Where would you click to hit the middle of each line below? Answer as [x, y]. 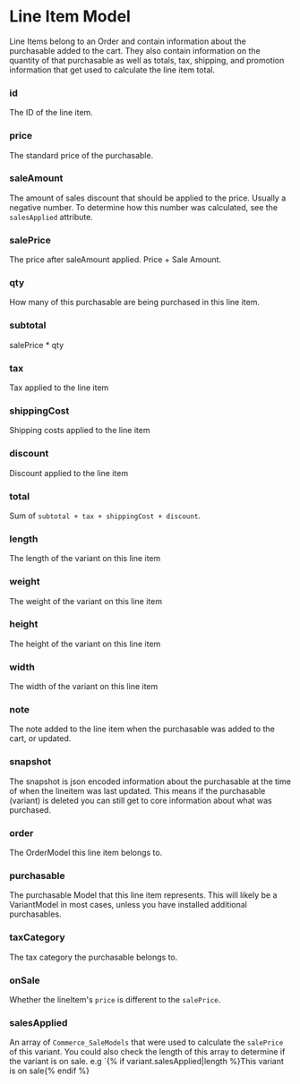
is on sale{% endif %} [50, 1071]
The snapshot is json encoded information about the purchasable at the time [150, 781]
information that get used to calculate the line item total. [112, 70]
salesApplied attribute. [51, 217]
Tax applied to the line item [59, 388]
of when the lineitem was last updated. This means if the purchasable [137, 790]
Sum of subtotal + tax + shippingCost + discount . [105, 516]
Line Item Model [70, 17]
